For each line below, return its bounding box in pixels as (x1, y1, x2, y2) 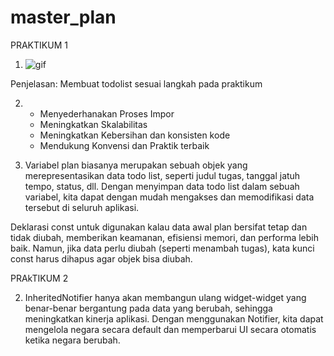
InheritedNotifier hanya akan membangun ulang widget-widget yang (24, 291, 307, 303)
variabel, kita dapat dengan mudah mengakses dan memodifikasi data (24, 191, 315, 203)
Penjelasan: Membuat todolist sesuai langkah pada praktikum (10, 77, 263, 90)
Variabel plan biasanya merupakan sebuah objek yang (24, 159, 248, 171)
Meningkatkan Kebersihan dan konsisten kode (39, 129, 231, 141)
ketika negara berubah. (24, 334, 121, 346)
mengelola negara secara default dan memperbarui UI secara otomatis (24, 323, 317, 335)
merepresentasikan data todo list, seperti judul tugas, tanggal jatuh (24, 169, 301, 181)
